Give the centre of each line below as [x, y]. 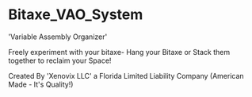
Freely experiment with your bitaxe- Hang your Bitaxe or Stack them [119, 52]
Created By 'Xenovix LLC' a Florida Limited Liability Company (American [126, 76]
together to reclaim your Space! [60, 60]
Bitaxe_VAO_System [76, 15]
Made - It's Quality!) [41, 84]
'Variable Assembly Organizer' [58, 37]
